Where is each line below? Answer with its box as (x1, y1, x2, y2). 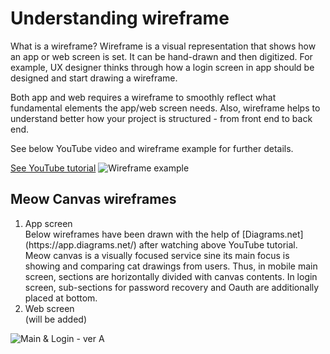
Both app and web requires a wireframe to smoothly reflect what (10, 91, 277, 103)
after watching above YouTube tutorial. (138, 238, 298, 251)
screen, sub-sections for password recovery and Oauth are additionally (24, 281, 320, 293)
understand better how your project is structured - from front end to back (10, 112, 313, 124)
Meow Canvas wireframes (10, 191, 177, 208)
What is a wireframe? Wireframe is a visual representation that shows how (10, 40, 317, 52)
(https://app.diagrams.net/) (24, 238, 137, 251)
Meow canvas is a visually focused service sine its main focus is (24, 249, 290, 261)
